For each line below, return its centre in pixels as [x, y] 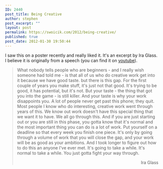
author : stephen [21, 19]
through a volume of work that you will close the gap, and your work [85, 137]
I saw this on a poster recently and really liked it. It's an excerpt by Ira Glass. [81, 55]
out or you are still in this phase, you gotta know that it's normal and [85, 122]
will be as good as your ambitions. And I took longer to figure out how [87, 143]
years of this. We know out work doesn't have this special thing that [85, 111]
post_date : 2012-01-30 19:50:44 [38, 42]
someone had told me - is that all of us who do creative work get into [86, 75]
